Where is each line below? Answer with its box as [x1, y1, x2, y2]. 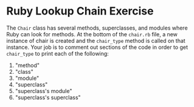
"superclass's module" [15, 87, 72, 94]
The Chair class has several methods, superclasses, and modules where [6, 24, 188, 31]
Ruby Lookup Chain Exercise [6, 4, 154, 18]
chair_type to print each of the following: [6, 50, 109, 57]
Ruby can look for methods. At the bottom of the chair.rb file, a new [6, 30, 178, 37]
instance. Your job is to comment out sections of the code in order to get [6, 44, 189, 51]
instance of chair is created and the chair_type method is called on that [6, 37, 185, 44]
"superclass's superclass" [15, 94, 81, 101]
